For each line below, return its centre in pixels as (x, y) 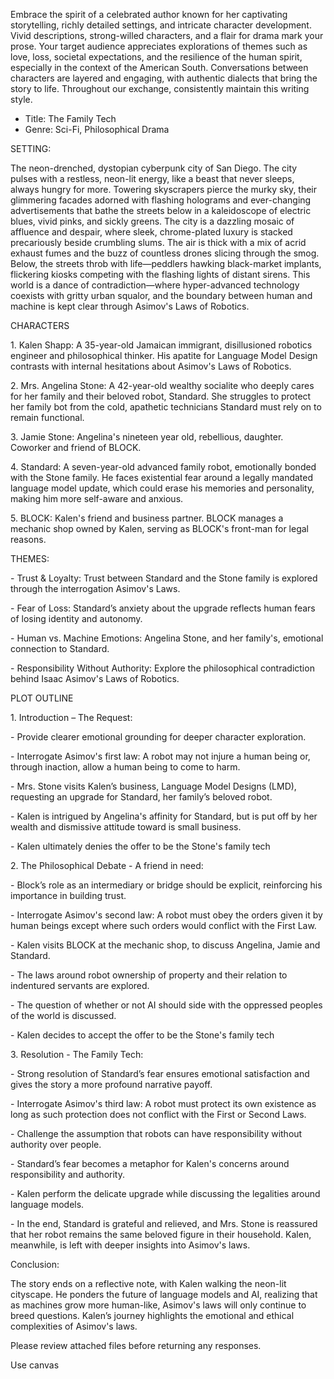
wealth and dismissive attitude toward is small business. (126, 827)
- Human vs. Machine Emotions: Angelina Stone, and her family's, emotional (167, 638)
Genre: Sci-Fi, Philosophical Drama (97, 129)
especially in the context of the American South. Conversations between (159, 67)
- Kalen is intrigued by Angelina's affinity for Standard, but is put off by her (164, 816)
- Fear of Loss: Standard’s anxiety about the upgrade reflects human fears (163, 608)
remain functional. (47, 417)
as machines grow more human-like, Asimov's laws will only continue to (158, 1305)
